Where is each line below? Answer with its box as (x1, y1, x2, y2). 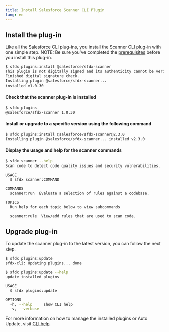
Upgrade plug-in (5, 227, 58, 236)
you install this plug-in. (5, 55, 53, 61)
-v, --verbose (10, 306, 39, 312)
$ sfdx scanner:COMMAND (10, 177, 59, 182)
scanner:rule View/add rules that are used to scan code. (10, 213, 136, 219)
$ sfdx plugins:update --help (5, 270, 69, 275)
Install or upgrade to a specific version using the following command (5, 121, 152, 127)
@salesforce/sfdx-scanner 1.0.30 (5, 110, 75, 115)
